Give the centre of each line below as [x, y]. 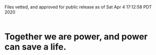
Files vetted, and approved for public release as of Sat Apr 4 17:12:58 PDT [78, 7]
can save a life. [35, 47]
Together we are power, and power [76, 37]
